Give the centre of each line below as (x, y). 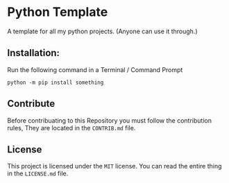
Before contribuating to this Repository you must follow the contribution (109, 120)
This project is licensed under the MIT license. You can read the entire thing (114, 166)
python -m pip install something (56, 82)
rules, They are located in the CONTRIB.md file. (71, 128)
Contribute (31, 104)
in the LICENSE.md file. (38, 173)
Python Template (58, 12)
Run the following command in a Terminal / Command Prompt (95, 69)
